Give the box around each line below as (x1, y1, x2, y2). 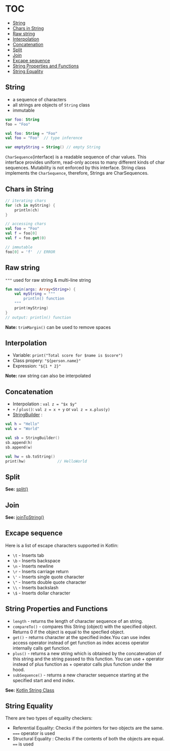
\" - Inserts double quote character (12, 579, 87, 585)
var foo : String (5, 117, 39, 122)
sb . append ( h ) (5, 440, 33, 445)
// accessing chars (5, 221, 47, 227)
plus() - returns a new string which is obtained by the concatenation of (12, 650, 162, 656)
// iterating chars (5, 198, 47, 203)
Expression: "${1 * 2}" (12, 363, 62, 369)
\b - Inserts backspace (12, 557, 61, 564)
